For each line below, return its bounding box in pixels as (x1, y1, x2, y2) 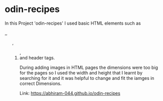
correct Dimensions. (19, 80, 62, 86)
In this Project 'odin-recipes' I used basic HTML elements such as (5, 20, 141, 26)
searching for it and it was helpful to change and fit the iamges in (19, 75, 154, 81)
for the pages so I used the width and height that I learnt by (19, 69, 143, 76)
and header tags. (19, 54, 55, 61)
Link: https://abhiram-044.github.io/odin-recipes (19, 90, 121, 96)
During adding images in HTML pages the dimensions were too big (19, 64, 158, 70)
